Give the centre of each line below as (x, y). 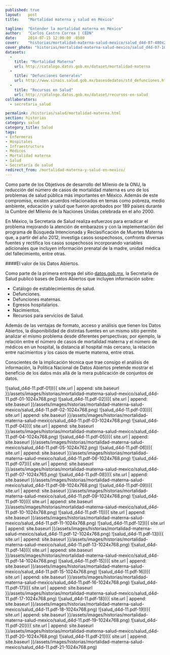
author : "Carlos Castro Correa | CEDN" (50, 34)
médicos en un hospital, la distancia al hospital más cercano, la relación (80, 347)
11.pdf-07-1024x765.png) (32, 474)
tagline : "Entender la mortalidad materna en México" (64, 28)
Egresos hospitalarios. (36, 305)
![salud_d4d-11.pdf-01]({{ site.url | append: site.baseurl (62, 388)
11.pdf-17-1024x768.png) (31, 598)
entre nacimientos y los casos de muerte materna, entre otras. (70, 352)
